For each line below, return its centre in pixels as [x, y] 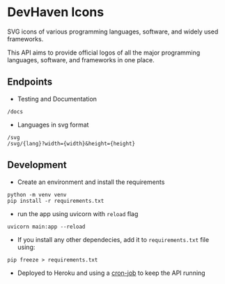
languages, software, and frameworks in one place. [81, 59]
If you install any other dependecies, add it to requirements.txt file [113, 239]
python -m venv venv [37, 194]
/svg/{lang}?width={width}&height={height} [71, 143]
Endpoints [30, 82]
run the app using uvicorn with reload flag [78, 213]
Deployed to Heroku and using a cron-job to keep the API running [111, 273]
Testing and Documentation [57, 99]
